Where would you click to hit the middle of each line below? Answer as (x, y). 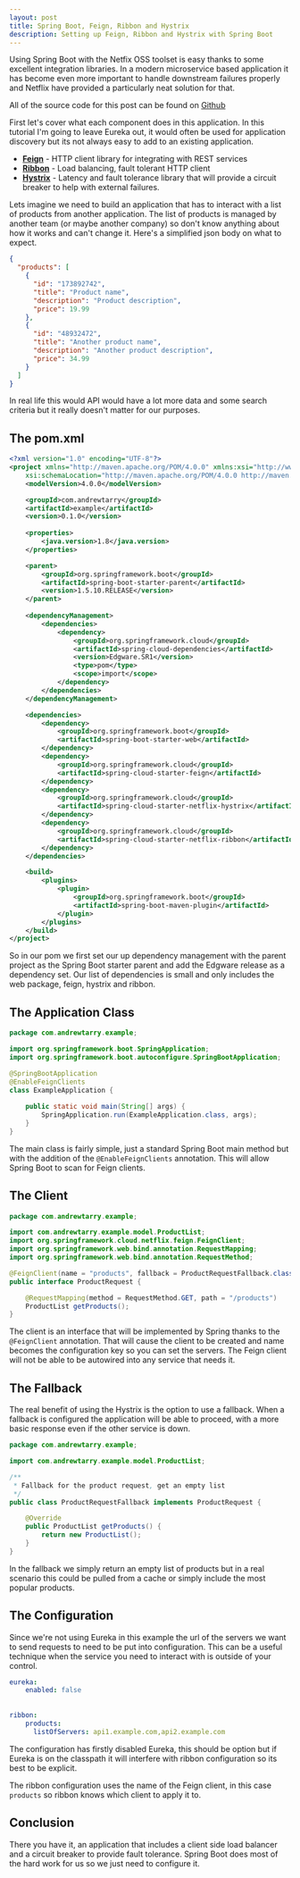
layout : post (33, 17)
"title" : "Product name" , (81, 292)
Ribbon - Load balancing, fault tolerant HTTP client (116, 168)
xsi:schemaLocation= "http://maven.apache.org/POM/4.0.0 (132, 475)
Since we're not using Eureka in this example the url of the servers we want (148, 1637)
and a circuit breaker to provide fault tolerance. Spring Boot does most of (144, 1854)
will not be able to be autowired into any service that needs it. (122, 1360)
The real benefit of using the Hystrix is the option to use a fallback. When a (147, 1410)
